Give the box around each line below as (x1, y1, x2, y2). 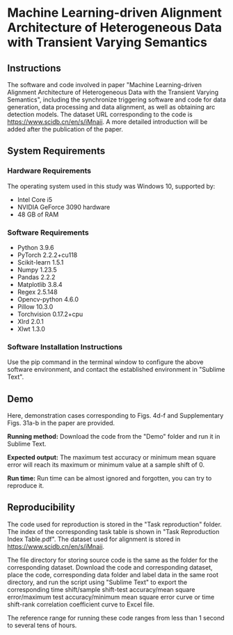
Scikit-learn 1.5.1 (17, 258, 64, 266)
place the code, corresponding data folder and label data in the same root (7, 570, 219, 579)
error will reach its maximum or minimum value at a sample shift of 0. (7, 461, 205, 469)
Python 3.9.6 (17, 243, 54, 251)
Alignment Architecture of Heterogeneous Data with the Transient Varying (7, 88, 219, 96)
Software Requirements (7, 228, 89, 237)
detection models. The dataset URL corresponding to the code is (7, 110, 193, 118)
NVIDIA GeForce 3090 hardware (17, 203, 111, 211)
